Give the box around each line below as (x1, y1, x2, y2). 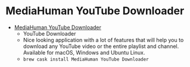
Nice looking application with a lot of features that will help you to (23, 36, 184, 43)
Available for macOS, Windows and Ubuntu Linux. (23, 49, 145, 56)
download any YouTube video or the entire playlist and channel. (23, 43, 179, 50)
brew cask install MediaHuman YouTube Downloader (23, 56, 149, 62)
